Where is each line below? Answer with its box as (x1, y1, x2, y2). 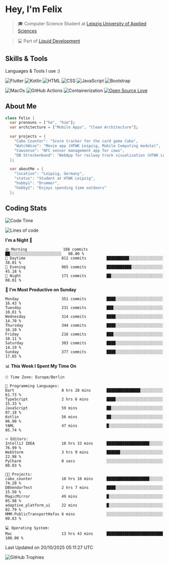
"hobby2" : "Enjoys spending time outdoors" (14, 185, 107, 190)
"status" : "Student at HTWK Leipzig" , (14, 176, 96, 181)
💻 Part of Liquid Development (17, 38, 80, 44)
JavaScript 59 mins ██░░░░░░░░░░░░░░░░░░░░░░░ (5, 405, 163, 410)
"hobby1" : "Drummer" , (14, 181, 59, 186)
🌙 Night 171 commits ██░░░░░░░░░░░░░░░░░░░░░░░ (5, 273, 163, 278)
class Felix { (5, 115, 35, 121)
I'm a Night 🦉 (5, 237, 33, 243)
